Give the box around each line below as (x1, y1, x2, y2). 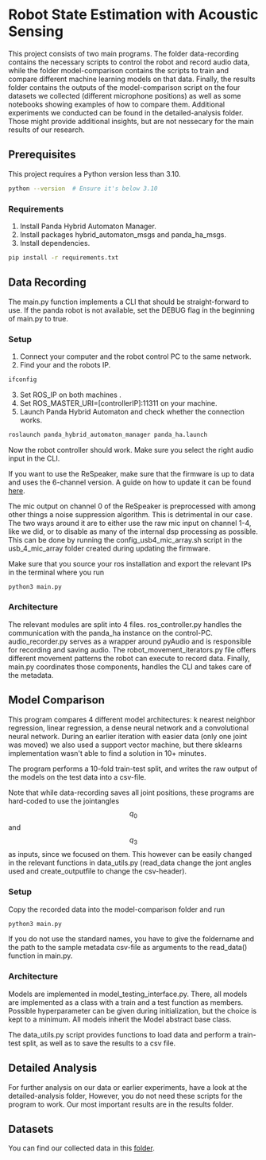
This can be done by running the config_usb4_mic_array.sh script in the (8, 535, 243, 544)
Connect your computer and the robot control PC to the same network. (19, 352, 252, 361)
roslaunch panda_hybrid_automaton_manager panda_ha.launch (8, 430, 208, 438)
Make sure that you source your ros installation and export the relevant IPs (8, 559, 252, 568)
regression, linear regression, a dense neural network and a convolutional (8, 722, 249, 733)
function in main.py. (8, 951, 73, 960)
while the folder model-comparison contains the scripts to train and (8, 65, 229, 75)
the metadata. (8, 670, 54, 679)
